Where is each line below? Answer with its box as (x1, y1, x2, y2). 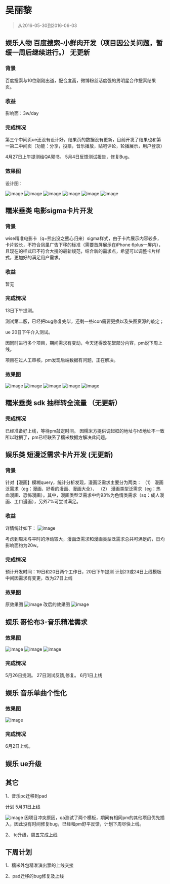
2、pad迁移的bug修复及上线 (5, 873, 64, 879)
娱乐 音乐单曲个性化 (5, 688, 67, 697)
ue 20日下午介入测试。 (5, 329, 53, 335)
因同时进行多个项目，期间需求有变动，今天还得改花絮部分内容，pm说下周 (5, 340, 158, 346)
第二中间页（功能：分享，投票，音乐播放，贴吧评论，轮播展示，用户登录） (9, 143, 165, 149)
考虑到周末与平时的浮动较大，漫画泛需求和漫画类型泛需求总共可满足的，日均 (5, 536, 165, 542)
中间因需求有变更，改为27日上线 (5, 575, 73, 581)
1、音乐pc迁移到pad (5, 792, 47, 799)
